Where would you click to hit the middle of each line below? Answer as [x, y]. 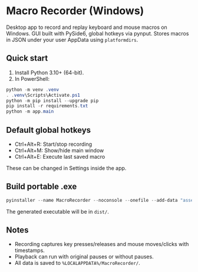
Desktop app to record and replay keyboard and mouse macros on [87, 27]
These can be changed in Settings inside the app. [66, 168]
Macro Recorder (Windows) [75, 11]
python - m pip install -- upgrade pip [52, 101]
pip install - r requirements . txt [47, 106]
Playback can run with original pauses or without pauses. [84, 257]
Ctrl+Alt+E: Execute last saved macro [60, 156]
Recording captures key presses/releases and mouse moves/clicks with [102, 244]
